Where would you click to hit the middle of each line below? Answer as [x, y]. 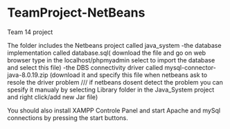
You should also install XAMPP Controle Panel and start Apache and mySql [114, 110]
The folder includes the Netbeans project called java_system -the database [114, 45]
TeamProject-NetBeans [76, 13]
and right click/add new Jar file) [53, 97]
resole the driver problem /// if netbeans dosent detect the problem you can [115, 82]
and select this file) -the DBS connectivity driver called [85, 67]
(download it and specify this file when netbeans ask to [129, 75]
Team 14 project [30, 32]
